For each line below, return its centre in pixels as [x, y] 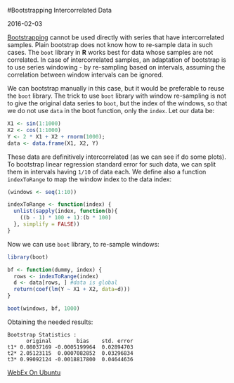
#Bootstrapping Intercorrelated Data [60, 10]
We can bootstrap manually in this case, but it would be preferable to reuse [116, 88]
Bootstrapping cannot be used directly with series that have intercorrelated [116, 37]
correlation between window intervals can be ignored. [85, 74]
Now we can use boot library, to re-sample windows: [83, 244]
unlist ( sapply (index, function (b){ [66, 211]
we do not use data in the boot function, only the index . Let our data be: [111, 111]
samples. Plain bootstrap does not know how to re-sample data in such [110, 45]
